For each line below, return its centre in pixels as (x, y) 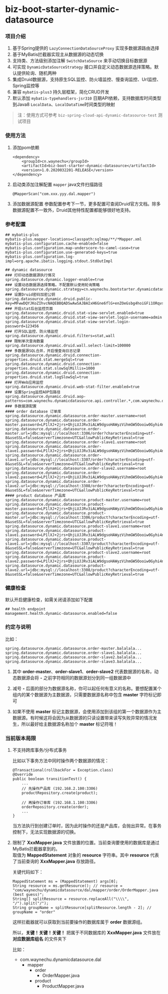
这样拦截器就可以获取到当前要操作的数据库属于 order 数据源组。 (78, 922)
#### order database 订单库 (33, 412)
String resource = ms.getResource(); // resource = (67, 886)
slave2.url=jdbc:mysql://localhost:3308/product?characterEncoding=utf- (82, 570)
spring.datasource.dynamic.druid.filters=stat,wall (60, 336)
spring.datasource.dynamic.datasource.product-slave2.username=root (78, 553)
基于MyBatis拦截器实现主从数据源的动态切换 (58, 55)
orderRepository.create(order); (55, 807)
